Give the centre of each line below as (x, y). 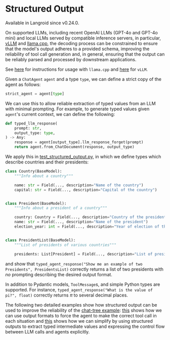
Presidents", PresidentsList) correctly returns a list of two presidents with (84, 269)
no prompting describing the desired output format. (59, 274)
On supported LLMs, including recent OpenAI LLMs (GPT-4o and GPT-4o (81, 32)
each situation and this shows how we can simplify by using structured (79, 321)
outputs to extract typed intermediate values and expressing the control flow (85, 326)
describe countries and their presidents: (47, 162)
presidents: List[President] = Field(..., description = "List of (83, 254)
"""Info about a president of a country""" (61, 208)
